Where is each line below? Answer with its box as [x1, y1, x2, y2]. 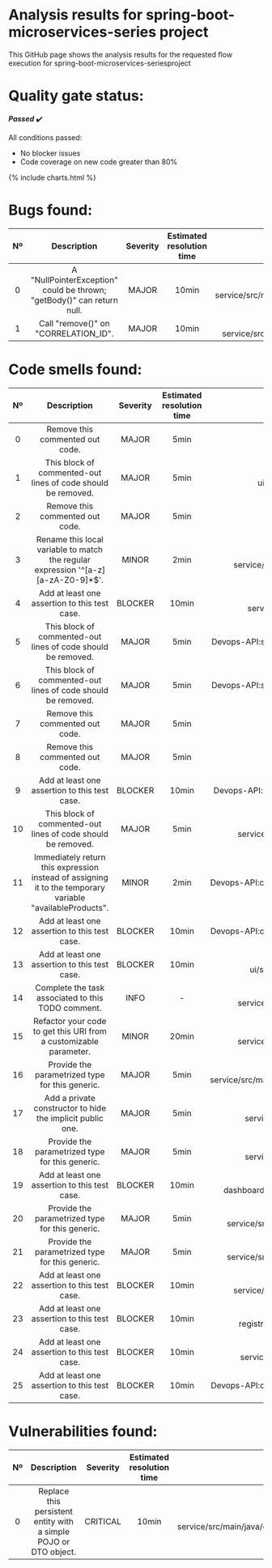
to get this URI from [32, 1026, 107, 1037]
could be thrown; [42, 284, 107, 295]
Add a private [44, 1092, 96, 1103]
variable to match [36, 544, 104, 555]
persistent [34, 1506, 73, 1517]
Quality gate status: [8, 87, 144, 105]
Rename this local [36, 533, 104, 545]
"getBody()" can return [31, 294, 119, 305]
